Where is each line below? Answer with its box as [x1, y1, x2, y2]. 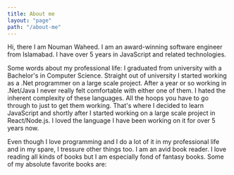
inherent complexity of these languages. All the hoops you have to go [7, 94, 209, 102]
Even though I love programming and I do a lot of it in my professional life [7, 138, 220, 146]
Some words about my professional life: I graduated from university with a [7, 64, 222, 73]
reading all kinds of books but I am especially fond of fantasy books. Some [7, 152, 224, 161]
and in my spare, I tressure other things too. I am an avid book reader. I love [7, 145, 227, 154]
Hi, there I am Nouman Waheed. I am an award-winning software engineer [7, 43, 223, 52]
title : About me [7, 10, 55, 18]
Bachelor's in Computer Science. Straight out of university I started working [7, 71, 227, 80]
